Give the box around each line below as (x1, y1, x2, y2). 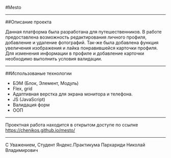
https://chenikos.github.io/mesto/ (5, 127, 75, 133)
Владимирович (5, 147, 38, 153)
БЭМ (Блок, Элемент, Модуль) (12, 80, 79, 86)
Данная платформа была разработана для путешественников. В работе (5, 29, 162, 35)
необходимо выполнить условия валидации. (5, 56, 103, 61)
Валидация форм (12, 102, 50, 108)
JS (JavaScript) (12, 97, 46, 102)
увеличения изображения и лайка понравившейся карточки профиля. (5, 45, 158, 51)
